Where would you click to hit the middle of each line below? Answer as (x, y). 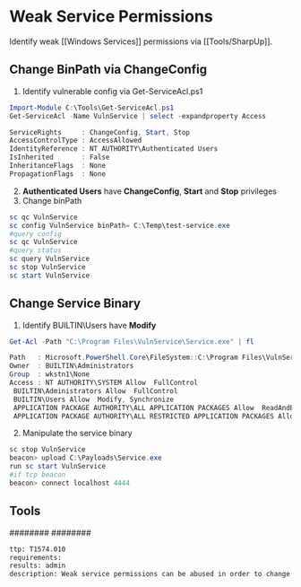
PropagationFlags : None (57, 174)
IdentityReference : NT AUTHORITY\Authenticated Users (114, 149)
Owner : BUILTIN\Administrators (72, 366)
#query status (36, 250)
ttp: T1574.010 (38, 549)
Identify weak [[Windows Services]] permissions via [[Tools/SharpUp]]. (141, 41)
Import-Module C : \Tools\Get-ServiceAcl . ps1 (92, 108)
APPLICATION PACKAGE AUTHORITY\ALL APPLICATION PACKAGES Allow (133, 407)
